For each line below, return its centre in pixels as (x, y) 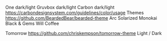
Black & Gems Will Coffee (32, 23)
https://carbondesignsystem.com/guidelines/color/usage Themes (75, 13)
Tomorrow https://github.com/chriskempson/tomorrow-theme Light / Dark (84, 33)
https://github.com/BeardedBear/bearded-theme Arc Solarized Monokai (81, 18)
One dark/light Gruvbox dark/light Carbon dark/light (60, 7)
